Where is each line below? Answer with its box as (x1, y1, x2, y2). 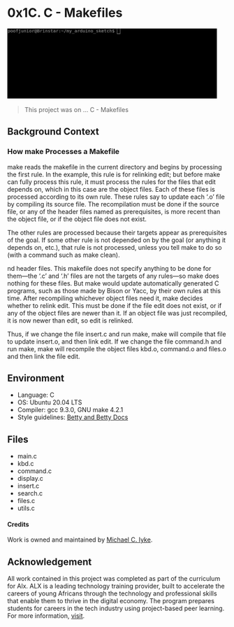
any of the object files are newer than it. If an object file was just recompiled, (7, 309, 228, 317)
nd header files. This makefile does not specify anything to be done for (7, 264, 212, 272)
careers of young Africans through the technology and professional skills (7, 589, 218, 598)
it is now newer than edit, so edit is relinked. (7, 316, 134, 325)
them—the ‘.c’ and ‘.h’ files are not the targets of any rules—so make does (7, 272, 219, 280)
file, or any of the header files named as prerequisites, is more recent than (7, 207, 221, 216)
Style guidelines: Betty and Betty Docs (17, 413, 129, 421)
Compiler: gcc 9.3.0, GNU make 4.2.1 (17, 406, 124, 414)
